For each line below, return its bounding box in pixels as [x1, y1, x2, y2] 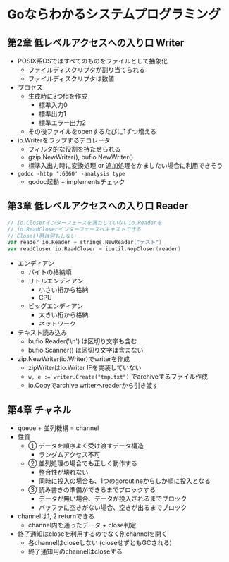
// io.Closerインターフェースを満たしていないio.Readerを [7, 219, 162, 226]
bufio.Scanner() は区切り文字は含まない [27, 346, 144, 355]
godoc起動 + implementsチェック [27, 178, 125, 185]
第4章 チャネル [7, 403, 72, 416]
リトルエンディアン [27, 276, 84, 286]
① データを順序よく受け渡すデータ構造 [27, 441, 144, 450]
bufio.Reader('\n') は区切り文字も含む [27, 337, 137, 346]
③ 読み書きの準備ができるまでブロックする [27, 486, 156, 494]
